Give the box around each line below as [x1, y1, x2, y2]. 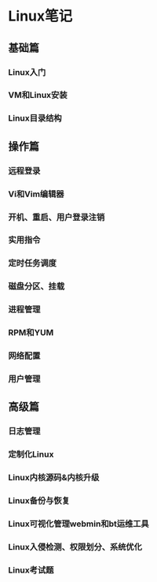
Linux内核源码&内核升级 [8, 472, 100, 483]
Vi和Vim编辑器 [8, 188, 64, 200]
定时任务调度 [8, 258, 57, 269]
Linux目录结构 [8, 113, 62, 124]
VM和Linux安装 [8, 90, 68, 101]
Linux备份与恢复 [8, 495, 71, 506]
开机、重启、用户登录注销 [8, 211, 105, 222]
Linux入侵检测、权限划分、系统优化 [8, 541, 143, 552]
